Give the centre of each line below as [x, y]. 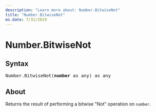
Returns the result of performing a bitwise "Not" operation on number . [78, 104]
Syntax [17, 64]
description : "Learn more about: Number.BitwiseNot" [63, 10]
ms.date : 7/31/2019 [26, 19]
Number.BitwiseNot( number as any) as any [58, 76]
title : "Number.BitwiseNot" [35, 15]
